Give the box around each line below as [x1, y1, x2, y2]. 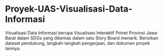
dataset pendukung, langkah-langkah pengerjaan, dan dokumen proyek [5, 40, 150, 46]
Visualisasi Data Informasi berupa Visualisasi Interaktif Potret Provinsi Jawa [5, 30, 158, 36]
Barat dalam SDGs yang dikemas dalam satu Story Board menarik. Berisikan [5, 35, 159, 41]
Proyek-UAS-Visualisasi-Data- [5, 3, 133, 15]
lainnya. [5, 45, 21, 51]
